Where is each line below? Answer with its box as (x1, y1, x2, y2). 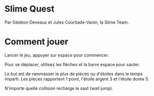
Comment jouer (4, 36, 69, 47)
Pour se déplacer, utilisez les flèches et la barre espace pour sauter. (4, 61, 140, 67)
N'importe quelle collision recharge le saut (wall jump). (4, 85, 113, 91)
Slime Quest (4, 3, 55, 14)
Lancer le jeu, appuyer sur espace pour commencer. (4, 52, 109, 58)
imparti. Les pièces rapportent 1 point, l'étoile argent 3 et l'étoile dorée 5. (4, 76, 150, 82)
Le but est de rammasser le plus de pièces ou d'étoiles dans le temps (4, 71, 143, 77)
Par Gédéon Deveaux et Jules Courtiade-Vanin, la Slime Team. (4, 19, 129, 25)
